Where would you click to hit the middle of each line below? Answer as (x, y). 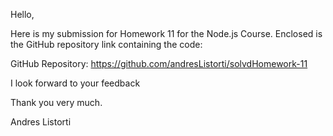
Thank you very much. (56, 102)
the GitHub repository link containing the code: (106, 44)
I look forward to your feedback (75, 83)
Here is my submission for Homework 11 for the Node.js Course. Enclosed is (166, 33)
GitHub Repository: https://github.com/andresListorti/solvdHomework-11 (159, 63)
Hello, (22, 14)
